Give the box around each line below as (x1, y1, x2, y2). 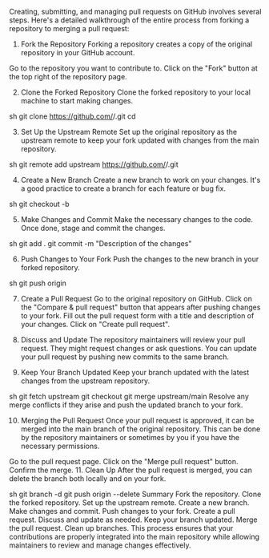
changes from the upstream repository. (20, 376, 151, 386)
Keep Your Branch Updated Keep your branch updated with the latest (20, 368, 250, 377)
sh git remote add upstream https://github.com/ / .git (9, 160, 179, 169)
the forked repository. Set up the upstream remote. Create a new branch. (9, 498, 250, 507)
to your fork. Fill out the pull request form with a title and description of (20, 311, 255, 320)
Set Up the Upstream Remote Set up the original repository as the (20, 127, 238, 136)
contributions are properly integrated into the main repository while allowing (9, 532, 259, 541)
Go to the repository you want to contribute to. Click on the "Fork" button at (9, 63, 259, 73)
